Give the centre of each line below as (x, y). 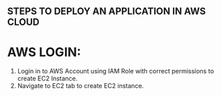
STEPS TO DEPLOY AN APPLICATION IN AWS (107, 11)
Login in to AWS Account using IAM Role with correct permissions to (116, 71)
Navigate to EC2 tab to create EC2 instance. (81, 86)
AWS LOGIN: (44, 52)
